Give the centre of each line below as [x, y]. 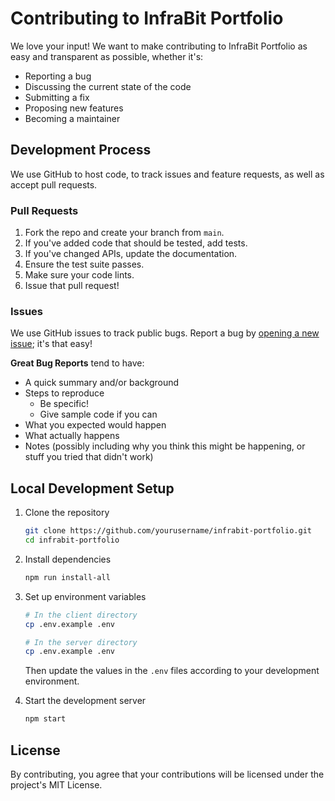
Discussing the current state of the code [108, 86]
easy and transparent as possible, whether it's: [107, 56]
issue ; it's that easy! [51, 344]
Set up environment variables [85, 596]
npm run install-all [67, 577]
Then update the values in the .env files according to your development [172, 671]
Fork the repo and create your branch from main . [124, 233]
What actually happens [72, 436]
